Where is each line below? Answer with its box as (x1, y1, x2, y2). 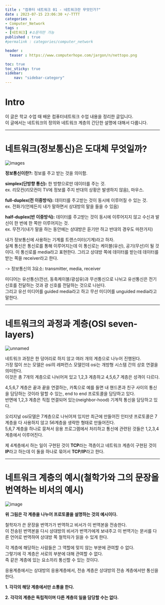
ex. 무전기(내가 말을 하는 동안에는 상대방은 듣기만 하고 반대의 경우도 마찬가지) (5, 226, 153, 232)
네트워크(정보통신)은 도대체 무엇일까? (5, 143, 147, 155)
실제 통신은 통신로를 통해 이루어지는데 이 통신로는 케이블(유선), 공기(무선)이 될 (5, 242, 154, 249)
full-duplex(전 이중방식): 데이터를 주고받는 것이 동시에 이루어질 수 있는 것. (5, 197, 148, 203)
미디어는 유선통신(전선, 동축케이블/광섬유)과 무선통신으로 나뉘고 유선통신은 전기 (5, 276, 157, 282)
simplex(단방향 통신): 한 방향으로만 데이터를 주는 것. (5, 180, 106, 186)
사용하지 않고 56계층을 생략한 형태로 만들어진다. (23, 419, 115, 425)
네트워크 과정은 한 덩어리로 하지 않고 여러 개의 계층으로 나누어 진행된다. (5, 355, 141, 361)
